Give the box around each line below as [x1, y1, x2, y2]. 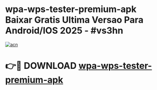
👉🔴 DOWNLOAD [5, 60, 77, 71]
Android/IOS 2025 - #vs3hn [5, 25, 123, 36]
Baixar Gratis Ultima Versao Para [5, 14, 144, 26]
